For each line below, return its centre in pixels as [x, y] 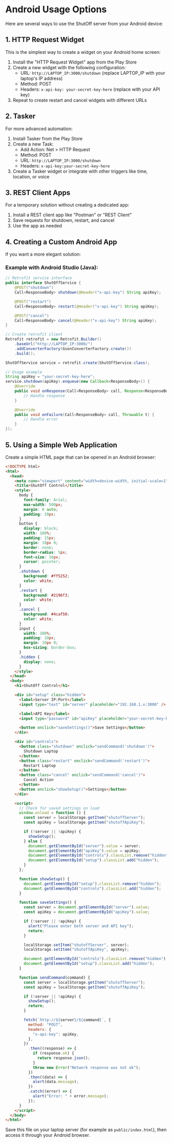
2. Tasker [20, 116]
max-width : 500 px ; [43, 505]
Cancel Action [39, 780]
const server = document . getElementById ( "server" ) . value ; [87, 907]
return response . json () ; [64, 1058]
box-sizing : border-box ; [50, 648]
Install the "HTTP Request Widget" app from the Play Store [75, 62]
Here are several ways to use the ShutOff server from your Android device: [84, 24]
